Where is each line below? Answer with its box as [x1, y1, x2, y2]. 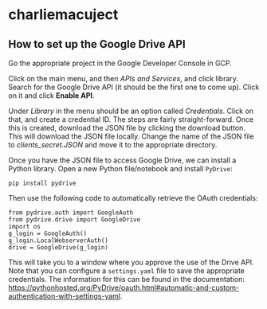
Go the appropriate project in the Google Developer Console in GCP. [8, 58, 233, 68]
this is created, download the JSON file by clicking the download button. [8, 123, 245, 132]
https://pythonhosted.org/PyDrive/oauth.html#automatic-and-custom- [8, 283, 240, 292]
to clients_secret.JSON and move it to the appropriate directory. [8, 140, 218, 149]
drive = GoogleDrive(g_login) [8, 244, 109, 252]
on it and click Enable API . [8, 91, 95, 100]
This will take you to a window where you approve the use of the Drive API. [8, 257, 254, 267]
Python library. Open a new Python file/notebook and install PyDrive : [8, 164, 233, 173]
